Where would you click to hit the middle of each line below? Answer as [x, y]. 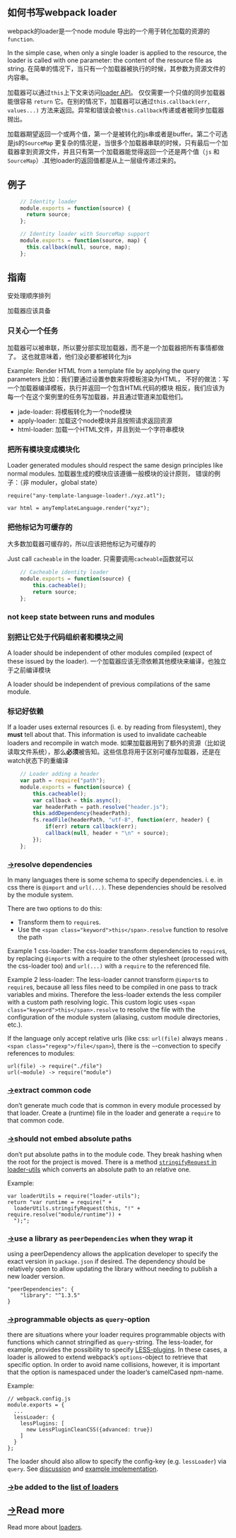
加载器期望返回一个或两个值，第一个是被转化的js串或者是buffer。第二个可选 [118, 134]
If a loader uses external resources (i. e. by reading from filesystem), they [114, 727]
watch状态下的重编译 [38, 761]
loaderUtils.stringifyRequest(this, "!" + [77, 1208]
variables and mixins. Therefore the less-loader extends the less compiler [114, 995]
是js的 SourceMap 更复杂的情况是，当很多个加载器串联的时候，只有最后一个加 [118, 143]
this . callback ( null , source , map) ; [78, 247]
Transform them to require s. [59, 922]
